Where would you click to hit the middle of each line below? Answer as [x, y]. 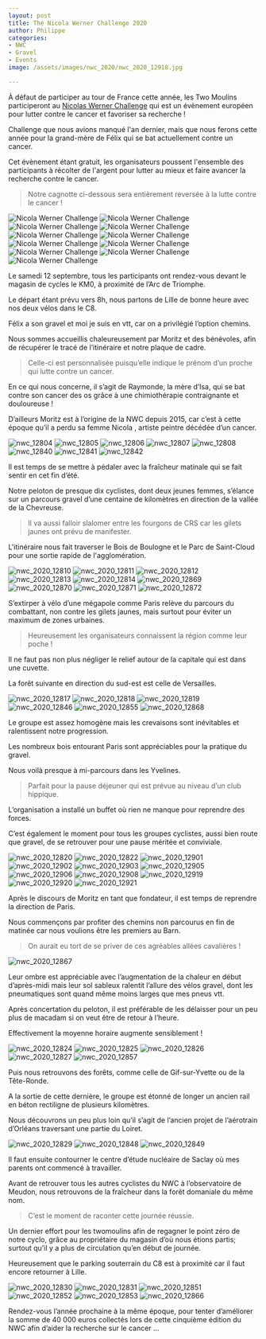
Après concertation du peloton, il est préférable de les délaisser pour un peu [133, 1009]
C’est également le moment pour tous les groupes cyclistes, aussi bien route [133, 833]
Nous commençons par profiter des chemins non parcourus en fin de [121, 922]
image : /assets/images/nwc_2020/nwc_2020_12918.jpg [95, 68]
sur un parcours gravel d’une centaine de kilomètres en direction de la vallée [133, 499]
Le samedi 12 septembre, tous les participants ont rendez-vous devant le [127, 275]
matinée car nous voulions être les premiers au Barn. [94, 930]
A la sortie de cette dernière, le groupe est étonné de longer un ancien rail [129, 1096]
